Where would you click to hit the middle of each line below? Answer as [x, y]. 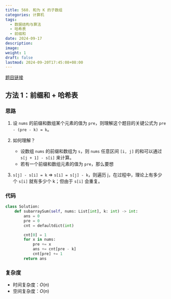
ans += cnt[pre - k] [54, 249]
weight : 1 [16, 53]
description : [19, 43]
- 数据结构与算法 [26, 24]
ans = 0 [32, 216]
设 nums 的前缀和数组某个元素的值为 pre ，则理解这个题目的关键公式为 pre [89, 123]
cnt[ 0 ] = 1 [35, 235]
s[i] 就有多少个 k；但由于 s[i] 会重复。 [61, 181]
